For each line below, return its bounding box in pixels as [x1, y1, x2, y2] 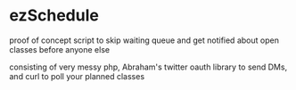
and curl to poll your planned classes [9, 70, 145, 81]
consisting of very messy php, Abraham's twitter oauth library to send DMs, [9, 61, 288, 72]
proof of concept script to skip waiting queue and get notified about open [9, 35, 279, 45]
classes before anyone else [9, 44, 110, 54]
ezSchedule [9, 5, 100, 26]
